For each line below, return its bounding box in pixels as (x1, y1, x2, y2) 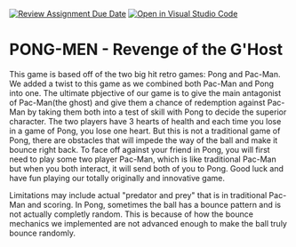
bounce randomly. (9, 227, 76, 238)
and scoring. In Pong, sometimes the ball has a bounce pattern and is (27, 199, 282, 210)
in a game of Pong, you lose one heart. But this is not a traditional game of (9, 125, 281, 136)
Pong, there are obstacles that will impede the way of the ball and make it (9, 134, 278, 146)
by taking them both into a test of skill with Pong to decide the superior (27, 107, 287, 117)
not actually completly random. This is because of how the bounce (9, 209, 253, 219)
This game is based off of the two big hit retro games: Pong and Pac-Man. (9, 68, 281, 79)
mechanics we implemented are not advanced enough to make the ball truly (9, 218, 287, 228)
